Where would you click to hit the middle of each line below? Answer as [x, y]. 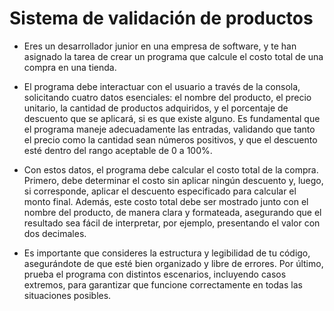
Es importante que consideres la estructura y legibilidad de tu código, [167, 253]
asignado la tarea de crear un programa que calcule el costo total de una [173, 56]
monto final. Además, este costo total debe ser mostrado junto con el [166, 201]
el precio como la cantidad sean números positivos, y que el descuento [170, 139]
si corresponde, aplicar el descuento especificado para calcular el [160, 191]
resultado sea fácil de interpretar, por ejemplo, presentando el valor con [172, 223]
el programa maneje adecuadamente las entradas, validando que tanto [169, 129]
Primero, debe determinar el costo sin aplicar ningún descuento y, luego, [173, 180]
